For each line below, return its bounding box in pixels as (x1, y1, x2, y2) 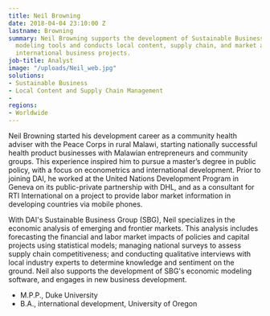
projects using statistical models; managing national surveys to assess (8, 240, 242, 250)
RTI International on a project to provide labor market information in (8, 191, 231, 200)
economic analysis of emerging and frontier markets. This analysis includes (8, 224, 259, 233)
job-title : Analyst (8, 57, 74, 65)
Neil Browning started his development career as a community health (8, 131, 237, 141)
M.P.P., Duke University (19, 290, 98, 300)
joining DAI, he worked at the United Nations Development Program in (8, 174, 239, 183)
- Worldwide (8, 109, 48, 117)
